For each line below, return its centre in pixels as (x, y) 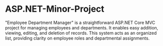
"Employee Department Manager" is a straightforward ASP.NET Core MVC (80, 23)
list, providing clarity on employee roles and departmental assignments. (77, 38)
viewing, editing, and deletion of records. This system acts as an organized (81, 33)
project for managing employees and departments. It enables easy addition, (82, 27)
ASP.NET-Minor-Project (55, 9)
